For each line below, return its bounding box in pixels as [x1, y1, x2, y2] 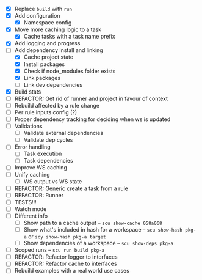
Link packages [23, 74, 61, 81]
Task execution [23, 150, 62, 158]
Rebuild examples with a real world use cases [14, 267, 129, 274]
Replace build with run [14, 6, 73, 12]
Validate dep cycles [23, 136, 73, 144]
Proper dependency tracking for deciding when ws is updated [14, 116, 171, 123]
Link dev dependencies [23, 81, 83, 88]
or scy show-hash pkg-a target [27, 233, 106, 240]
